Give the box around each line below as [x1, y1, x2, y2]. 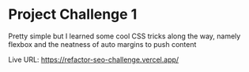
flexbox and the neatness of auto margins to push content [8, 39, 197, 49]
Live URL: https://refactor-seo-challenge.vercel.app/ [8, 55, 179, 64]
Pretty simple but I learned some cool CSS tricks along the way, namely [8, 31, 241, 41]
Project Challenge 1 [8, 5, 138, 23]
